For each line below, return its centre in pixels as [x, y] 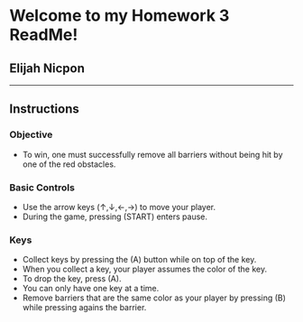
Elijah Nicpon [47, 68]
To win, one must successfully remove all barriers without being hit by [152, 154]
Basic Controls [42, 188]
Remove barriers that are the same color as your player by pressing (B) [154, 298]
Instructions [44, 109]
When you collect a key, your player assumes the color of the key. [145, 269]
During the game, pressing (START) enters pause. [115, 216]
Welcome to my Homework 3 [119, 16]
